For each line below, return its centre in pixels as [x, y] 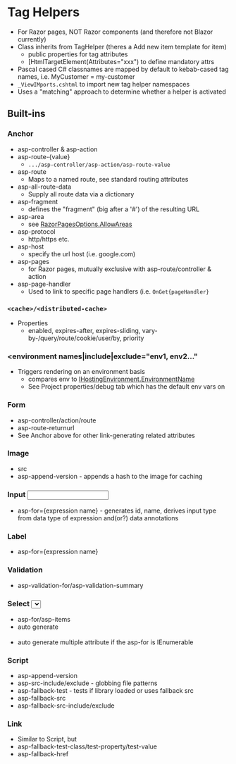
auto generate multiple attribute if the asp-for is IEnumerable [105, 642]
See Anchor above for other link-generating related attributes [106, 435]
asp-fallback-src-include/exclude [66, 706]
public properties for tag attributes [78, 54]
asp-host [31, 246]
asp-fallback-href [43, 754]
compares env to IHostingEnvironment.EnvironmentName [111, 379]
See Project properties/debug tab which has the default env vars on [126, 387]
